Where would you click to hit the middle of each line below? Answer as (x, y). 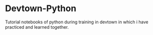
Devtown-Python (41, 9)
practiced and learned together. (37, 27)
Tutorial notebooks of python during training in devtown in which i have (77, 22)
